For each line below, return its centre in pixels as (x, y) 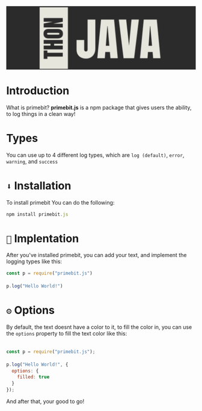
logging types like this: (34, 261)
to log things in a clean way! (41, 113)
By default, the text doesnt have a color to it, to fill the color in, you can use (99, 327)
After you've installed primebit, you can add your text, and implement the (96, 255)
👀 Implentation (43, 238)
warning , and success (32, 161)
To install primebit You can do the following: (60, 202)
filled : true (33, 377)
